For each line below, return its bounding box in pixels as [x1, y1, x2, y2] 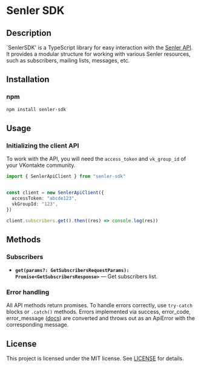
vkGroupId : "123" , [12, 201, 59, 207]
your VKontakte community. [6, 162, 76, 169]
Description [6, 28, 51, 38]
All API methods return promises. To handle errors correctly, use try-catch [6, 302, 193, 309]
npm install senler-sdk [6, 106, 67, 112]
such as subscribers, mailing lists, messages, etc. [6, 57, 130, 64]
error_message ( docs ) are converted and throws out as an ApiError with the [6, 315, 195, 322]
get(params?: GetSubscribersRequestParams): [15, 268, 130, 274]
